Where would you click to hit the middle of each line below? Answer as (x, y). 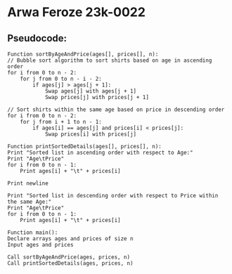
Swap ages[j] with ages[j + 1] (91, 91)
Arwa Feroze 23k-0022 (77, 12)
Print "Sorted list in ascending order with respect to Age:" (100, 152)
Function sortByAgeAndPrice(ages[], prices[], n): (83, 54)
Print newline (28, 183)
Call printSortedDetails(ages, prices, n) (70, 263)
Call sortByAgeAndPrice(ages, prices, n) (69, 257)
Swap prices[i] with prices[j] (91, 134)
